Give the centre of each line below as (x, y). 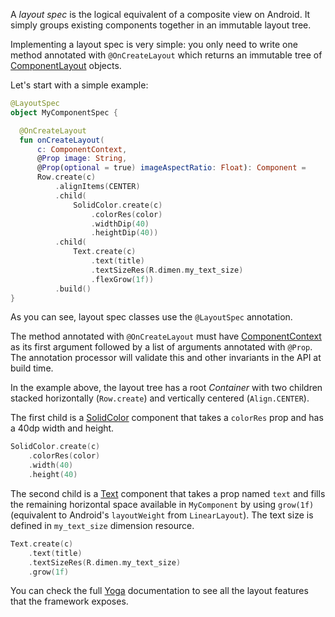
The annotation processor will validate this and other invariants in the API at (166, 358)
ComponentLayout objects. (66, 65)
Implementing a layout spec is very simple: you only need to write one (154, 44)
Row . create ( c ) (66, 177)
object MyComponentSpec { (64, 112)
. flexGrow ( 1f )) (122, 279)
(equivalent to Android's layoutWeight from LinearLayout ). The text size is (162, 515)
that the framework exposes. (69, 601)
